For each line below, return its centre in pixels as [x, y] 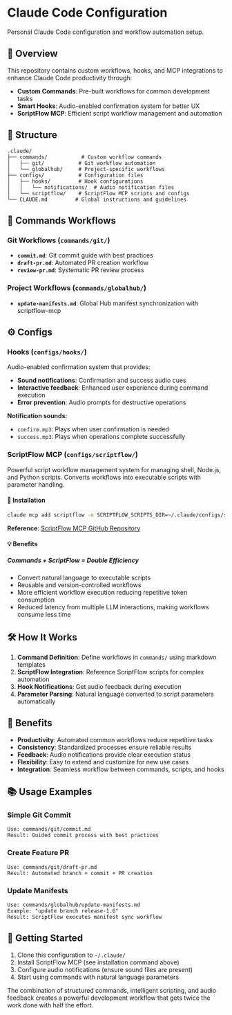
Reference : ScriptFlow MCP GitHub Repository [74, 528]
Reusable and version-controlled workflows [79, 585]
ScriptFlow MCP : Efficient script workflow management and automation [119, 113]
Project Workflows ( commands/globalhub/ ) [77, 288]
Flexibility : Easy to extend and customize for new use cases [103, 762]
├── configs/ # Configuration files [75, 175]
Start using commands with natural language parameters [98, 977]
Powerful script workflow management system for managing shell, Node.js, [114, 469]
